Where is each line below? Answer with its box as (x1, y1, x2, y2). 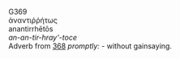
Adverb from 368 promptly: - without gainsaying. (8, 41, 173, 51)
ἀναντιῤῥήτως (8, 15, 58, 25)
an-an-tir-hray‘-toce (8, 32, 77, 42)
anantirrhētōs (8, 24, 54, 33)
